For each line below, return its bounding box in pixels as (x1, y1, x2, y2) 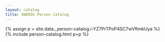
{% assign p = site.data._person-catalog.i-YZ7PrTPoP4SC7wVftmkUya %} (5, 25, 160, 31)
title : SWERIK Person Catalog (5, 12, 69, 17)
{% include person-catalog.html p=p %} (5, 31, 89, 37)
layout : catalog (5, 7, 39, 12)
